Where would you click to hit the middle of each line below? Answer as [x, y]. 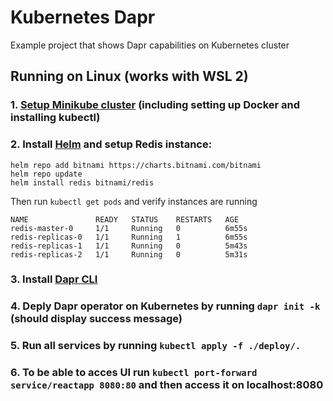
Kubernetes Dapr [83, 17]
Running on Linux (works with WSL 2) [129, 76]
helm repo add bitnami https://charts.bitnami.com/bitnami [136, 165]
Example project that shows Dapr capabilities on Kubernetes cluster [150, 45]
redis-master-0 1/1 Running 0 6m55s [129, 228]
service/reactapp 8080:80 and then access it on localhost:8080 [167, 385]
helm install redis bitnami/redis [82, 182]
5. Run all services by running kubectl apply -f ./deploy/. [156, 346]
